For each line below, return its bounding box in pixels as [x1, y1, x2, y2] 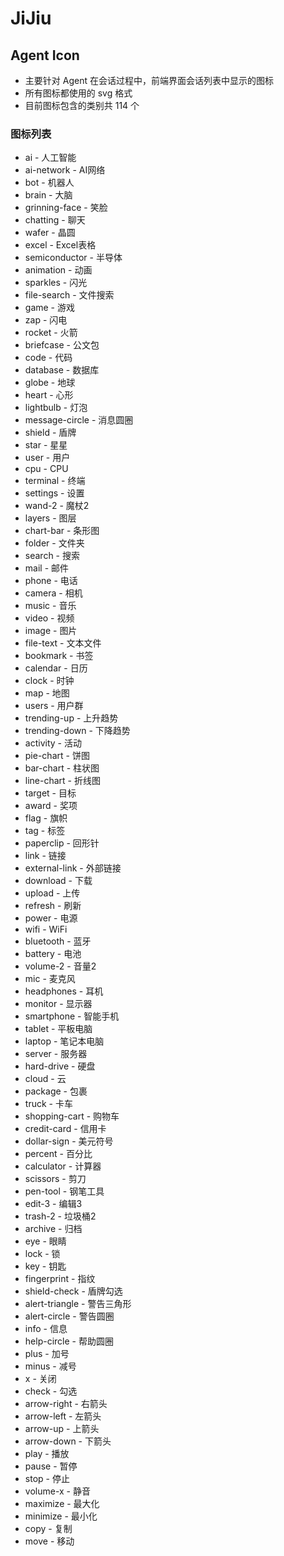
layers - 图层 [24, 512, 77, 524]
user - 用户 [24, 452, 71, 464]
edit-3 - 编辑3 [24, 1198, 83, 1210]
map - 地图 [24, 687, 70, 699]
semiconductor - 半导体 [24, 252, 123, 264]
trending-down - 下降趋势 [24, 725, 131, 737]
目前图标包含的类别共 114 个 [24, 100, 140, 111]
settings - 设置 [24, 487, 85, 499]
